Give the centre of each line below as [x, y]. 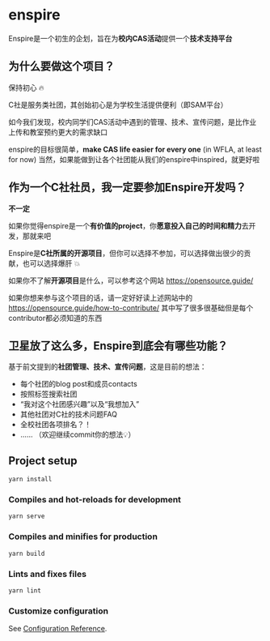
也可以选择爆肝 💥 [51, 263]
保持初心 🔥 [26, 88]
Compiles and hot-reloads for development [95, 500]
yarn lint [25, 591]
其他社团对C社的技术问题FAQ [68, 414]
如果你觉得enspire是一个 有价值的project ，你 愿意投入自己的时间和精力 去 [129, 225]
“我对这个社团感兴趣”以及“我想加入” [80, 404]
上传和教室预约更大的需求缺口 [58, 132]
